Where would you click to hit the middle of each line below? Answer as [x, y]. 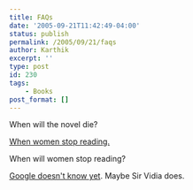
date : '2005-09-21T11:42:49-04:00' [75, 26]
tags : [19, 83]
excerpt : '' [31, 58]
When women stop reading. [60, 141]
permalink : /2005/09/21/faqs [63, 42]
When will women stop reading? [68, 159]
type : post [29, 67]
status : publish [39, 34]
